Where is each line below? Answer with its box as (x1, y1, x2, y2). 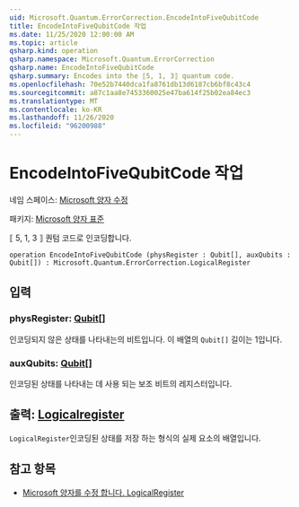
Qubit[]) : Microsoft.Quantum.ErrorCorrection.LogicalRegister (9, 258, 251, 267)
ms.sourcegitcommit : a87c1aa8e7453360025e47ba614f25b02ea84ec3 (9, 88, 251, 97)
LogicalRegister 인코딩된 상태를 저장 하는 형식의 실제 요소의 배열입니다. (9, 433, 262, 443)
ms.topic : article (9, 38, 78, 48)
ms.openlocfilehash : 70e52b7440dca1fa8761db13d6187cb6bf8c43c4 (9, 80, 251, 89)
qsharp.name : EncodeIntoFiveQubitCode (9, 64, 154, 73)
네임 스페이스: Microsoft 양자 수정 (9, 194, 128, 205)
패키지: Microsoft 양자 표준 (9, 213, 105, 224)
